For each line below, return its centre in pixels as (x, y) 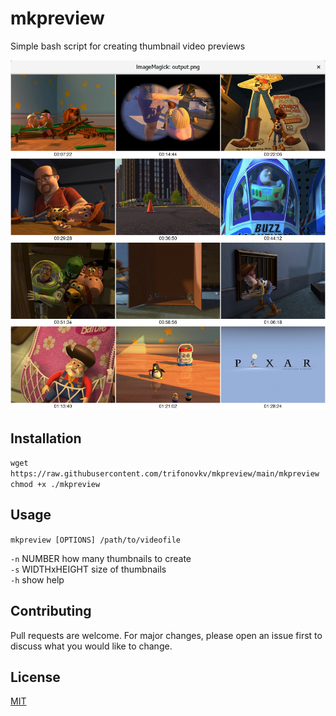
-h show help (37, 579)
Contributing (51, 611)
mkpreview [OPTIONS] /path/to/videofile (96, 540)
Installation (46, 438)
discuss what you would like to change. (91, 646)
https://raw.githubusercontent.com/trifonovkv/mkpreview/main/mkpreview (165, 473)
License (35, 677)
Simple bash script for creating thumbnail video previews (128, 46)
